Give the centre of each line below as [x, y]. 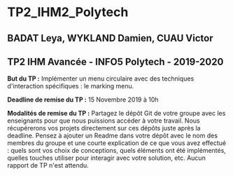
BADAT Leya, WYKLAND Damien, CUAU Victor [110, 38]
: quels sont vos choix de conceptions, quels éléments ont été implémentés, [116, 151]
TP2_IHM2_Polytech [68, 12]
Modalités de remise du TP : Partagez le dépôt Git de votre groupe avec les [116, 114]
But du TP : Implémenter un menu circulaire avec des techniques [101, 79]
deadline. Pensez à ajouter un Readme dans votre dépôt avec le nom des [113, 136]
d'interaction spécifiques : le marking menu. [71, 86]
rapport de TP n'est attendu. [48, 165]
